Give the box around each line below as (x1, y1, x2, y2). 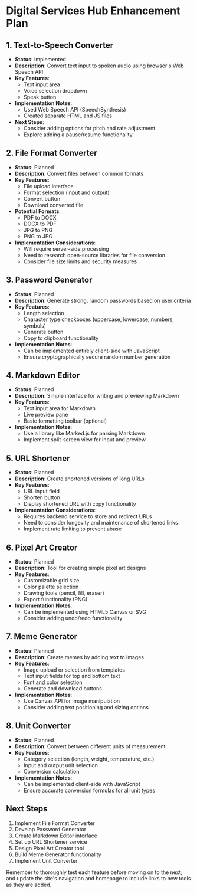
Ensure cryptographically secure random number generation (23, 353, 171, 361)
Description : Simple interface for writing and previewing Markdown (14, 392, 179, 399)
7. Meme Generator (6, 631, 78, 641)
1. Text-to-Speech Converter (6, 40, 114, 50)
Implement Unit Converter (14, 857, 78, 864)
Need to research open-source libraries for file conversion (23, 251, 165, 258)
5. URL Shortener (6, 453, 70, 463)
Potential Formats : (14, 208, 61, 215)
